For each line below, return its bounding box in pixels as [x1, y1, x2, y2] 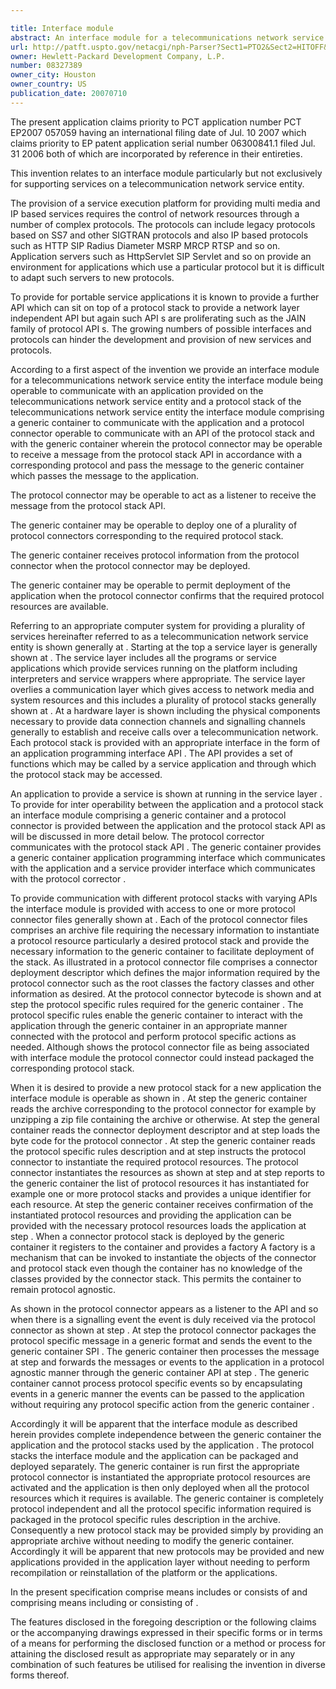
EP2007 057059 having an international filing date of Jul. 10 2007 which [10, 126, 307, 138]
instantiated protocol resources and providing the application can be [10, 1209, 292, 1221]
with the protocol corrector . [10, 872, 127, 885]
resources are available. [10, 600, 109, 612]
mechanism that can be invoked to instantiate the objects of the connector [10, 1251, 317, 1263]
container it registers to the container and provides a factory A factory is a [10, 1241, 316, 1253]
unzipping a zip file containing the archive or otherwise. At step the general [10, 1113, 320, 1125]
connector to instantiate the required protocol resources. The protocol [10, 1156, 299, 1168]
